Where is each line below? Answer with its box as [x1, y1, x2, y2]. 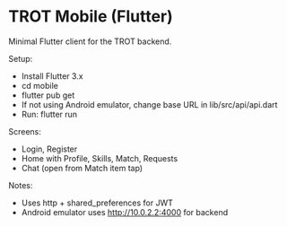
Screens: [8, 126, 42, 136]
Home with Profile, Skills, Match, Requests [21, 152, 178, 163]
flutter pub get [21, 90, 75, 100]
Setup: [8, 53, 33, 64]
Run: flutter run [21, 109, 78, 119]
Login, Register [21, 143, 78, 154]
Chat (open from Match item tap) [21, 162, 143, 173]
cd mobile [21, 80, 59, 91]
